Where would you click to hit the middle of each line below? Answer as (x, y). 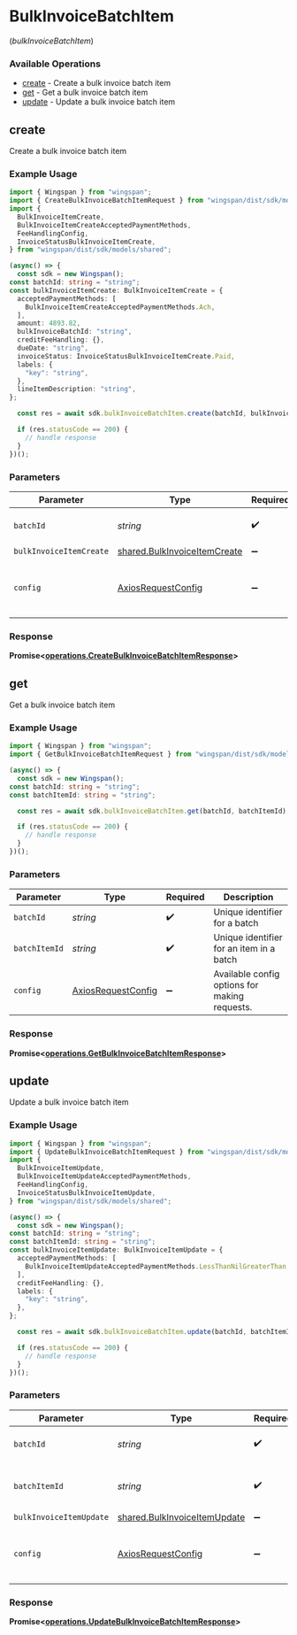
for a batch (236, 923)
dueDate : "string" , (53, 348)
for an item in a (244, 949)
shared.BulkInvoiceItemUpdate (181, 1517)
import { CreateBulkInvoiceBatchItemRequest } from (106, 201)
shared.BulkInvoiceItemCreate (180, 551)
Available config (247, 974)
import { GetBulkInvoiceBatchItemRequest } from (100, 754)
